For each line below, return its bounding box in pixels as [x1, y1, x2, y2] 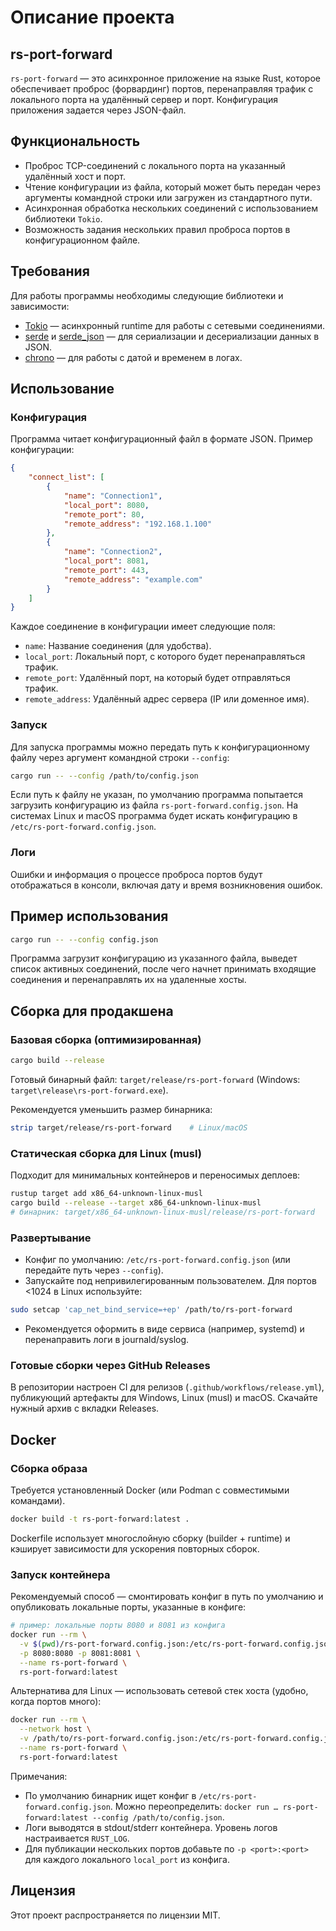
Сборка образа [10, 1461, 88, 1475]
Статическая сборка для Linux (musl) [10, 1146, 202, 1160]
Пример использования [10, 908, 169, 925]
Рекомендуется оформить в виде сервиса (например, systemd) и [24, 1323, 305, 1335]
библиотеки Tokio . [24, 212, 103, 225]
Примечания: [10, 1770, 68, 1782]
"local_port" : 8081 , [63, 556, 150, 566]
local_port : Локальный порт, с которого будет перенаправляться [24, 651, 306, 663]
